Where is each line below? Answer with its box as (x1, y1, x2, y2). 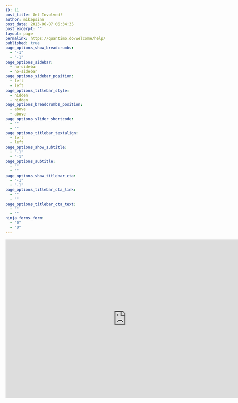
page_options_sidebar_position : (5, 74, 74, 79)
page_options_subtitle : (5, 159, 56, 164)
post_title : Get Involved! (5, 12, 63, 17)
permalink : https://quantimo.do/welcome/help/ (5, 36, 106, 41)
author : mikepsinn (5, 17, 44, 22)
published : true (5, 41, 40, 46)
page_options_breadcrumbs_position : (5, 102, 83, 107)
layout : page (5, 31, 33, 36)
